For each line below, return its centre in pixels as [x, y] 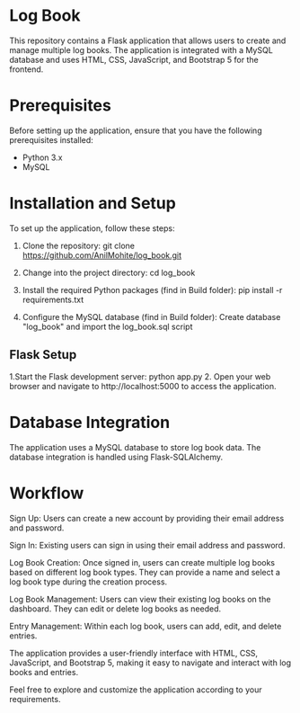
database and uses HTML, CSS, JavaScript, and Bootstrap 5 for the [134, 59]
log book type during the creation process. [88, 582]
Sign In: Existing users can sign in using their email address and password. [147, 545]
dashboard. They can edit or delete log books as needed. [115, 609]
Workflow [47, 493]
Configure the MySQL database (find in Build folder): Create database [151, 316]
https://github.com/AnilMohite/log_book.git [102, 255]
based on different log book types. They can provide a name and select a [145, 572]
